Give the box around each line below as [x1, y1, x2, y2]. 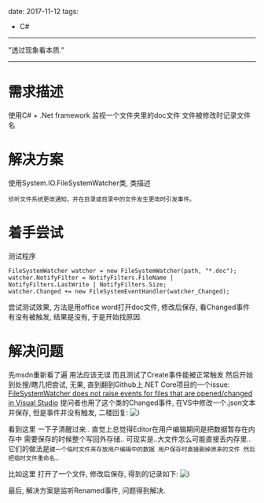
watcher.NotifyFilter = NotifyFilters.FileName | [8, 274, 174, 282]
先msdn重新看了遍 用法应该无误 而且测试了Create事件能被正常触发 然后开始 [8, 370, 254, 379]
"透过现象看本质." [8, 46, 64, 54]
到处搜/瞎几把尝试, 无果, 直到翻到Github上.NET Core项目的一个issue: [8, 380, 230, 389]
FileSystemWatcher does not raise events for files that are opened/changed [8, 388, 253, 398]
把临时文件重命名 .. [8, 453, 60, 462]
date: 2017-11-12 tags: [8, 7, 79, 16]
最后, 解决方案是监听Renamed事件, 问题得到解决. [8, 486, 167, 495]
